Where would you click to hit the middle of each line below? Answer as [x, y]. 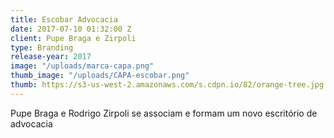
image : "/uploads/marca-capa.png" [82, 66]
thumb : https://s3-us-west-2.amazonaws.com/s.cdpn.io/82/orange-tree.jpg [167, 85]
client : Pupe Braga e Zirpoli [73, 38]
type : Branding [42, 47]
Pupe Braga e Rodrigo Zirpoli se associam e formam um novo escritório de [164, 113]
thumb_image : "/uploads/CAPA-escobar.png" [100, 76]
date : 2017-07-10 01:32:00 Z [71, 29]
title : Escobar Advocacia [64, 19]
